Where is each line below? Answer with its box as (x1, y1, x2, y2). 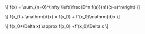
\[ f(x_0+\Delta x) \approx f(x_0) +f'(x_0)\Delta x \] (5, 23, 109, 29)
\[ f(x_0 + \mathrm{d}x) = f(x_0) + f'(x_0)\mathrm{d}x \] (5, 14, 120, 19)
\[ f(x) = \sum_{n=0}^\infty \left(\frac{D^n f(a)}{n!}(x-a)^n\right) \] (5, 4, 140, 10)
